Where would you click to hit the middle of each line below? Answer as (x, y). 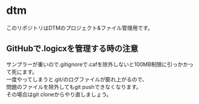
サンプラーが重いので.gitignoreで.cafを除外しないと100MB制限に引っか (95, 64)
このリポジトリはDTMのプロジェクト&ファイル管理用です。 (80, 28)
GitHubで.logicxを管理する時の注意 (72, 49)
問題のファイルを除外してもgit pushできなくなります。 (74, 87)
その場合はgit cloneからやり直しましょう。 (59, 94)
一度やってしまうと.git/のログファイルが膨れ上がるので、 (77, 79)
